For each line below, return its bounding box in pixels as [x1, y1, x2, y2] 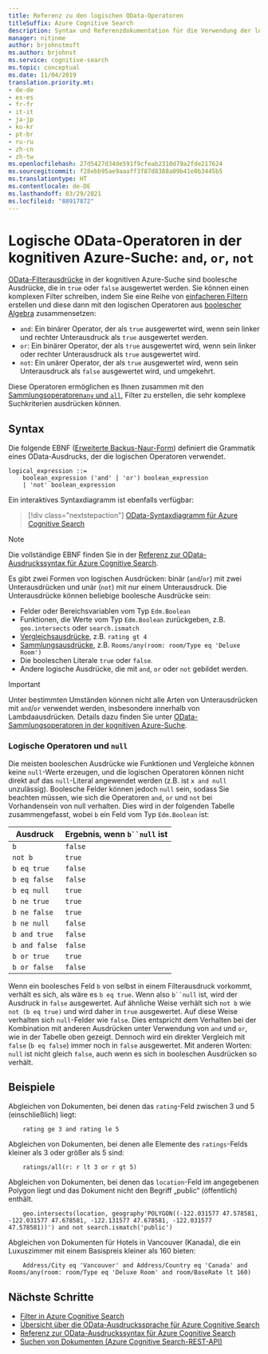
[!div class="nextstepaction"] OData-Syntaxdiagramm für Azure [27, 511, 238, 520]
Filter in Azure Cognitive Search [19, 1312, 125, 1321]
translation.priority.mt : [8, 78, 94, 86]
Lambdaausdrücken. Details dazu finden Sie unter [8, 712, 173, 722]
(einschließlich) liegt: [8, 1110, 77, 1119]
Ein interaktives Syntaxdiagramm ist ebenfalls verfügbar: [8, 495, 194, 505]
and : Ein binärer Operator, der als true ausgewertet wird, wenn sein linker [19, 324, 260, 334]
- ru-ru [8, 137, 34, 146]
